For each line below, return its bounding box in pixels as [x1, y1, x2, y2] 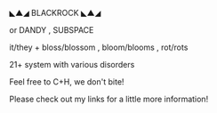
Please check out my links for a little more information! [9, 93, 209, 104]
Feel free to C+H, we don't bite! [9, 77, 125, 87]
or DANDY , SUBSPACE [9, 25, 94, 35]
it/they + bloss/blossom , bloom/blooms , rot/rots [9, 42, 189, 52]
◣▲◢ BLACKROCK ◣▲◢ [9, 8, 101, 18]
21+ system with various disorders [9, 60, 135, 69]
